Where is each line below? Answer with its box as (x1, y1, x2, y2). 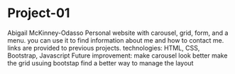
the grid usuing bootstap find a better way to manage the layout (7, 58, 194, 67)
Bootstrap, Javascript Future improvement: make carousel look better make (7, 51, 228, 60)
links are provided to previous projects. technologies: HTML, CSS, (7, 43, 200, 52)
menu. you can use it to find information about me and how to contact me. (7, 36, 224, 44)
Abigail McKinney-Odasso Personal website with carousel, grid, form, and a (7, 28, 229, 37)
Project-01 (7, 5, 70, 21)
